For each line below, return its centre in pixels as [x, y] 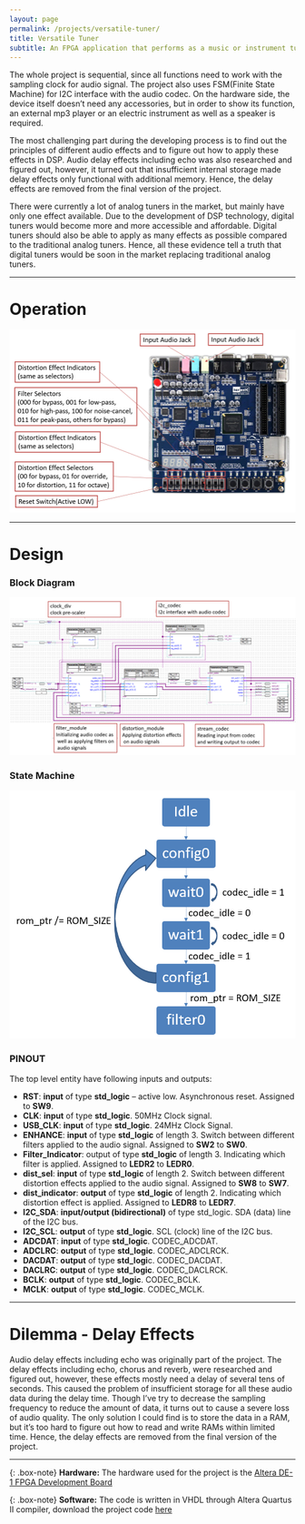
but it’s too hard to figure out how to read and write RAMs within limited [142, 1427]
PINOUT [28, 1059]
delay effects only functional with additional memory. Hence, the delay [141, 179]
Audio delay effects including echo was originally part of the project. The [146, 1359]
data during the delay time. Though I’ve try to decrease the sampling [138, 1398]
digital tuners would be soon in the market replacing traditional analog [140, 255]
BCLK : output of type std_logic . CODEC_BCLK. [112, 1279]
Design [37, 554]
